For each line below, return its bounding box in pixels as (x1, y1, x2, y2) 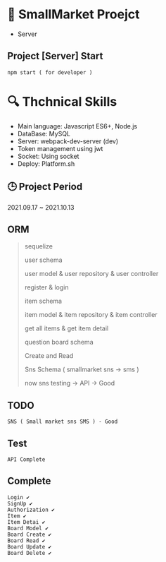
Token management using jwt (17, 144, 103, 153)
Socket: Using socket (17, 152, 79, 160)
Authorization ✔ (7, 506, 55, 513)
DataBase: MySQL (17, 129, 71, 138)
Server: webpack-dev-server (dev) (17, 137, 119, 145)
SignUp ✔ (7, 500, 33, 507)
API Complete (7, 455, 46, 463)
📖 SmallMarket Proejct (7, 6, 140, 23)
